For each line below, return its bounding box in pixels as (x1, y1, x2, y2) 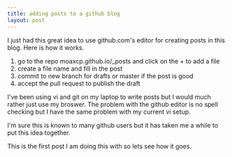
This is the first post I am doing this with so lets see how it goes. (7, 142, 192, 150)
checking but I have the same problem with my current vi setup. (7, 107, 191, 116)
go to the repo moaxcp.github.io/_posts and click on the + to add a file (17, 57, 220, 65)
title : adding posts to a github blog (7, 10, 120, 17)
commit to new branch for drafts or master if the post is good (17, 71, 194, 80)
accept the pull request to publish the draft (17, 79, 141, 87)
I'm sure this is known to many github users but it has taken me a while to (7, 121, 219, 129)
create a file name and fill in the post (17, 64, 123, 73)
